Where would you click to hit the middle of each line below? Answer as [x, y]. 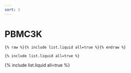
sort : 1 [13, 10]
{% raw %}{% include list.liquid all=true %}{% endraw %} [65, 47]
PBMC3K [23, 34]
